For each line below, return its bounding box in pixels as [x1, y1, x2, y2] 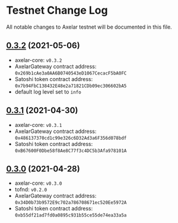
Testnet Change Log [6, 4, 108, 17]
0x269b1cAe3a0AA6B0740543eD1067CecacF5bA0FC [14, 70, 127, 76]
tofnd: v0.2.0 [14, 186, 47, 193]
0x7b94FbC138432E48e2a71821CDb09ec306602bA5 [14, 83, 127, 89]
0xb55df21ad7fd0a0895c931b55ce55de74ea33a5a [14, 212, 127, 218]
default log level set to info [14, 88, 81, 95]
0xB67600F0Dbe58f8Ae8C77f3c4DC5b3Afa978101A [14, 147, 127, 154]
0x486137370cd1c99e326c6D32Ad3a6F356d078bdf [14, 135, 127, 141]
